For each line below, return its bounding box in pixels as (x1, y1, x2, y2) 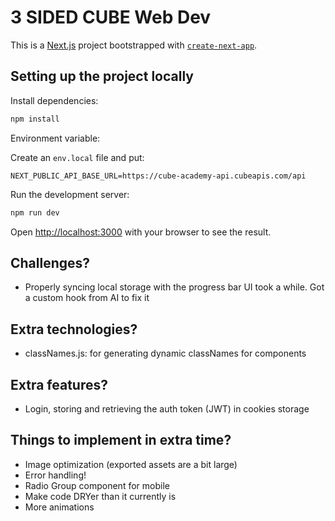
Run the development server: (10, 188, 130, 200)
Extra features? (10, 376, 108, 393)
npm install (10, 114, 60, 124)
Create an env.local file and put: (10, 151, 145, 163)
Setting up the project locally (10, 68, 194, 85)
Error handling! (24, 469, 87, 481)
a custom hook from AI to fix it (24, 292, 150, 304)
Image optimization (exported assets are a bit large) (24, 458, 238, 470)
